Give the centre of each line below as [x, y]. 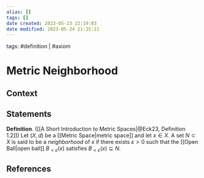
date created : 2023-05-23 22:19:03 [52, 23]
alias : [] [19, 12]
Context [22, 93]
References [29, 169]
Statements [29, 114]
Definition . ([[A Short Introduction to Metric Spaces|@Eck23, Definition [96, 129]
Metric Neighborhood [62, 71]
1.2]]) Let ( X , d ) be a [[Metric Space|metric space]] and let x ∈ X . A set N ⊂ [101, 135]
